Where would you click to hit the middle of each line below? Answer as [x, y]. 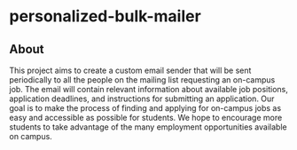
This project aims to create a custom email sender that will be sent [130, 70]
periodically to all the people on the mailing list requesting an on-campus [142, 80]
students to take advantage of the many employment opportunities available [148, 127]
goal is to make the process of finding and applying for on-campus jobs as [145, 108]
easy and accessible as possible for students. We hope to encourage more [146, 118]
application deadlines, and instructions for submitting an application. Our [142, 99]
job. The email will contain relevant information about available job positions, [148, 89]
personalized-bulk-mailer [105, 16]
